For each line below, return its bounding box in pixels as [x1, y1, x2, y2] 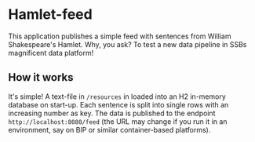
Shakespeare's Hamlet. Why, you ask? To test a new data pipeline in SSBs [8, 39, 247, 49]
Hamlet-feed [8, 5, 93, 24]
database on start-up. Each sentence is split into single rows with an [8, 100, 229, 109]
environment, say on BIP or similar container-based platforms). [8, 125, 211, 134]
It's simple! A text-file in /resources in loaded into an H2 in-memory [8, 92, 226, 101]
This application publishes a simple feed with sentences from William [8, 31, 231, 41]
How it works [8, 71, 74, 84]
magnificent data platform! [8, 48, 94, 57]
